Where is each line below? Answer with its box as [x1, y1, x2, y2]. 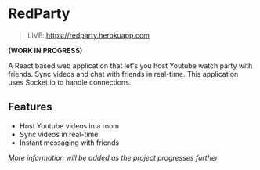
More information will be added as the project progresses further [8, 153, 218, 162]
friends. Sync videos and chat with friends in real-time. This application [8, 69, 239, 78]
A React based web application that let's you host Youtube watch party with [8, 60, 253, 71]
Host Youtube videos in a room [19, 121, 120, 130]
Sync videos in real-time [19, 129, 99, 139]
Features [8, 100, 52, 114]
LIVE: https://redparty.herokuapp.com [27, 31, 150, 40]
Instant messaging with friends [19, 138, 120, 147]
